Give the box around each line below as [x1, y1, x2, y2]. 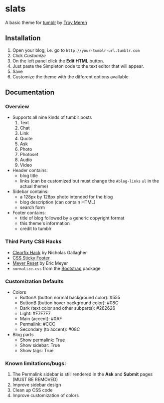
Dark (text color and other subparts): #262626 [19, 305, 116, 311]
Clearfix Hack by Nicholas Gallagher [12, 249, 87, 255]
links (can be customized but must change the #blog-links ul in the [19, 178, 160, 184]
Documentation [5, 88, 55, 97]
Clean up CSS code [12, 387, 53, 393]
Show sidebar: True [19, 342, 60, 348]
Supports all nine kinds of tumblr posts [12, 114, 92, 120]
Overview [5, 103, 29, 110]
